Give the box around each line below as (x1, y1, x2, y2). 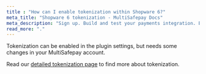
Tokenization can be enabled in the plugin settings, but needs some (6, 42, 177, 50)
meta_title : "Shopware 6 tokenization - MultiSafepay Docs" (6, 15, 164, 21)
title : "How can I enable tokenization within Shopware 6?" (6, 8, 166, 15)
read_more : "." (6, 25, 45, 32)
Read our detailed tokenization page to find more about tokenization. (6, 61, 180, 68)
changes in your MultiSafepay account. (6, 49, 105, 56)
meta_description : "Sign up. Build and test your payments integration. (6, 20, 196, 26)
